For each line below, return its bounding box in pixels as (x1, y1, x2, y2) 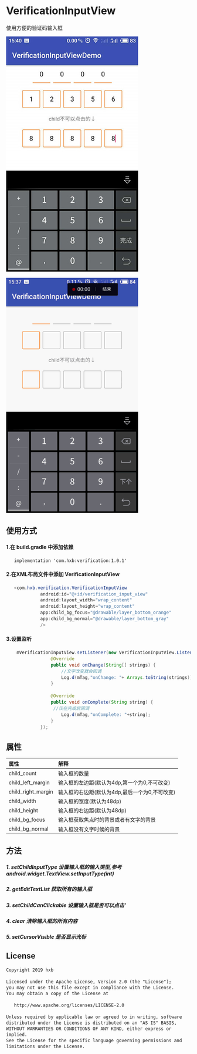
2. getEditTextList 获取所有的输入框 (6, 886, 93, 893)
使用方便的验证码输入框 (6, 24, 63, 31)
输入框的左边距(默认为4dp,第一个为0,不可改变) (58, 779, 171, 786)
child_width (8, 798, 36, 805)
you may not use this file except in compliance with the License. (6, 985, 175, 991)
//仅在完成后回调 (53, 705, 90, 711)
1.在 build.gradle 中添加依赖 (6, 543, 74, 550)
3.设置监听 (6, 635, 32, 643)
